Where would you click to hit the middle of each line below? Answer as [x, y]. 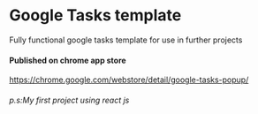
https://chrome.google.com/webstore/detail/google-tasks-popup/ [129, 80]
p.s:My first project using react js [69, 100]
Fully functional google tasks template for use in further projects [126, 40]
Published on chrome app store [68, 60]
